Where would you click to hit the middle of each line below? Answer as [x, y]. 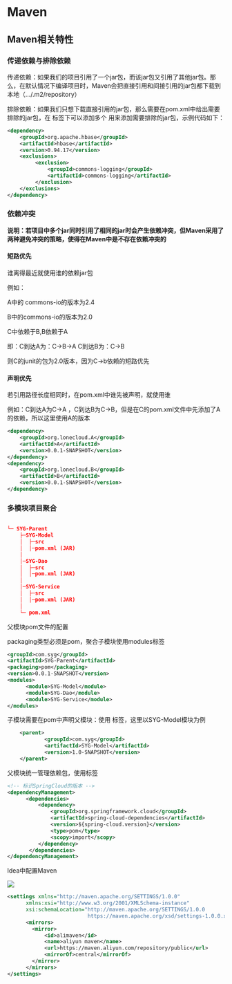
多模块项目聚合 [32, 508]
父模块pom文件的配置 [38, 626]
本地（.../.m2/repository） [44, 94]
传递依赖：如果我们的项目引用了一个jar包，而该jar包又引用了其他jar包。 [109, 77]
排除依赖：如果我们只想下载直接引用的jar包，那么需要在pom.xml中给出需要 [114, 109]
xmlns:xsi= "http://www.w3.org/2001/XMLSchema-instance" [107, 903]
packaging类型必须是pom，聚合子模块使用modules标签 [86, 641]
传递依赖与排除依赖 [39, 61]
